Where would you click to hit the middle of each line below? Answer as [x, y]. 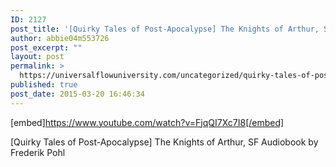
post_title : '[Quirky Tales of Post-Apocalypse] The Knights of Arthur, [165, 29]
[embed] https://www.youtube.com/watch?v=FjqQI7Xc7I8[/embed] [147, 122]
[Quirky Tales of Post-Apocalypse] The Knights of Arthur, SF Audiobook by [164, 142]
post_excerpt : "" [46, 47]
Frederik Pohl [38, 152]
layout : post [37, 57]
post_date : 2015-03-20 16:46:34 [77, 94]
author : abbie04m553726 [60, 38]
